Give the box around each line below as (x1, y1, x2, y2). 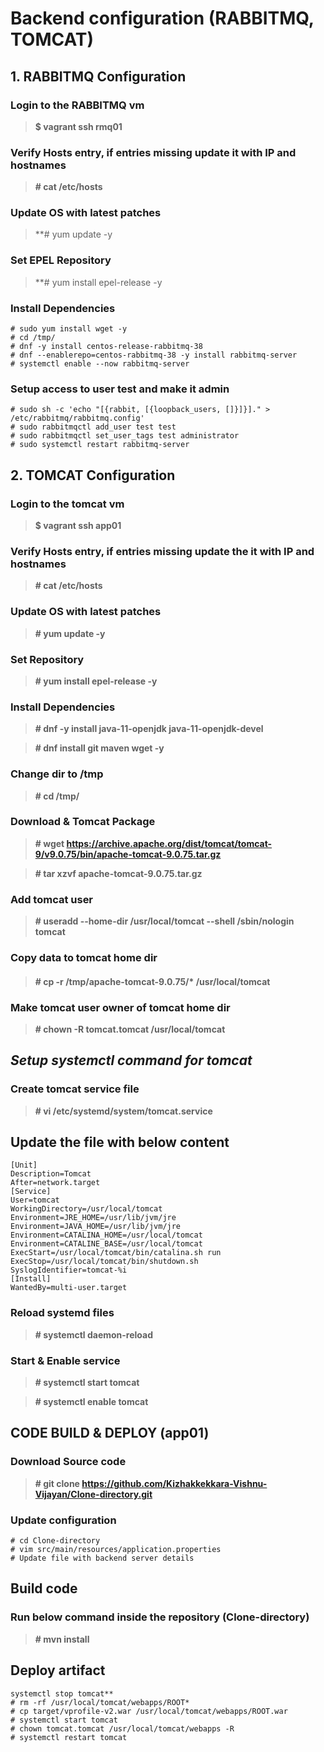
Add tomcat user (10, 892, 94, 906)
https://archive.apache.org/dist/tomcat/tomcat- (66, 837, 273, 849)
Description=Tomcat (10, 1169, 92, 1179)
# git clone (34, 1477, 80, 1489)
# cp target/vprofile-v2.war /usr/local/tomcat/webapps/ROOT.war (10, 1706, 288, 1716)
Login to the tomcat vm (10, 497, 125, 511)
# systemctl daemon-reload (34, 1328, 154, 1341)
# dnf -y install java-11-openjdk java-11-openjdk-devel (34, 723, 264, 735)
